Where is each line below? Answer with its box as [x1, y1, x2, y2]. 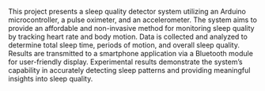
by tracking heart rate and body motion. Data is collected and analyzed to [8, 32, 248, 41]
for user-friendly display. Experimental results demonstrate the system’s [8, 57, 243, 66]
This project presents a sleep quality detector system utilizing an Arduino [8, 7, 247, 16]
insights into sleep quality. [8, 74, 93, 83]
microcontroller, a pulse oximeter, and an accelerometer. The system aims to [8, 15, 257, 25]
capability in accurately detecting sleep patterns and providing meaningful [8, 66, 251, 74]
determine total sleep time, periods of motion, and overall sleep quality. [8, 40, 240, 50]
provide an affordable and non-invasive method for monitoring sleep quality [8, 24, 255, 32]
